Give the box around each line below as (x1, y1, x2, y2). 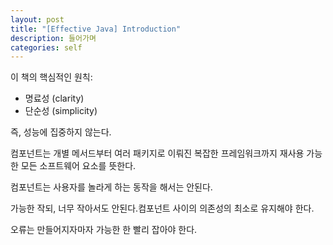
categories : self (10, 42, 83, 53)
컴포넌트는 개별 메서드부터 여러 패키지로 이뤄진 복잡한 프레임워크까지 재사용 (10, 147, 305, 160)
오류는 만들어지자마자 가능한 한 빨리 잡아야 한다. (10, 224, 198, 236)
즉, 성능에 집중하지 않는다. (10, 126, 112, 138)
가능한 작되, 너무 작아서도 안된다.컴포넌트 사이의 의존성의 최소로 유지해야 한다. (10, 202, 315, 215)
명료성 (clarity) (24, 92, 85, 105)
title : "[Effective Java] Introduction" (10, 24, 182, 34)
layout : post (10, 14, 65, 25)
